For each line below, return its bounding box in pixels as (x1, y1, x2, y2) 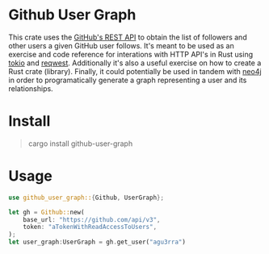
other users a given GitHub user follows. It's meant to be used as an (8, 40, 234, 50)
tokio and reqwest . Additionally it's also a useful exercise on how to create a (8, 58, 262, 68)
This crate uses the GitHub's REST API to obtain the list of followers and (8, 32, 248, 42)
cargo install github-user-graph (27, 139, 133, 148)
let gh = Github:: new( (8, 208, 85, 216)
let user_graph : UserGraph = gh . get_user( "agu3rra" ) (8, 238, 186, 247)
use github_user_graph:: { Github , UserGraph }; (8, 194, 164, 202)
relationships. (8, 83, 54, 94)
